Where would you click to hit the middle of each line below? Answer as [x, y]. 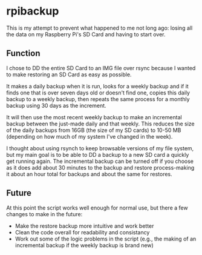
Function [23, 54]
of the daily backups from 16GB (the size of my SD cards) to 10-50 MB [94, 130]
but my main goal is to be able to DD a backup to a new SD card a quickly [98, 154]
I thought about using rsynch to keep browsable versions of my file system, [100, 148]
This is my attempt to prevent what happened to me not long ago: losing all [99, 28]
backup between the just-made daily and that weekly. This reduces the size [100, 124]
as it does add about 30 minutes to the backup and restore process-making [100, 167]
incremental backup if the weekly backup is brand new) [84, 245]
